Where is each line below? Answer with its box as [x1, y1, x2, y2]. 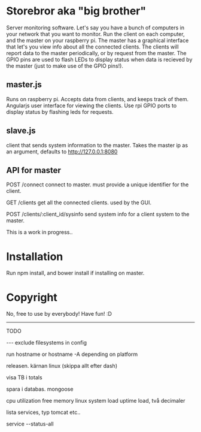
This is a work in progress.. [6, 229, 73, 236]
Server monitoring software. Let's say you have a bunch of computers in [6, 24, 184, 31]
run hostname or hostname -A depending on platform [6, 351, 138, 358]
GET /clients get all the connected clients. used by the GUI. [6, 199, 151, 206]
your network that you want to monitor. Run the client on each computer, [6, 30, 185, 37]
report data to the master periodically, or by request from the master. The [6, 49, 187, 56]
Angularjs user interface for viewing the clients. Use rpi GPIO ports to [6, 102, 177, 109]
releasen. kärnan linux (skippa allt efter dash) [6, 362, 118, 370]
